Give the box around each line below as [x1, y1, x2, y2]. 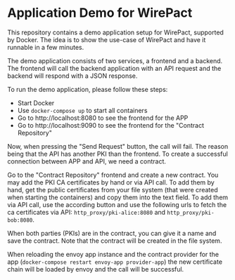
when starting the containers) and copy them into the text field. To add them [7, 193, 229, 201]
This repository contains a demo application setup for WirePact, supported [7, 28, 224, 36]
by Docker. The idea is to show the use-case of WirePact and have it [7, 35, 206, 44]
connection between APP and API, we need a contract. [7, 156, 167, 166]
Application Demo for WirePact [7, 5, 193, 21]
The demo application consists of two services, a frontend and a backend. [7, 56, 223, 65]
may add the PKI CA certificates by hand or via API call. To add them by [7, 178, 215, 187]
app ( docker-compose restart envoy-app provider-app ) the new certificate [7, 258, 223, 266]
